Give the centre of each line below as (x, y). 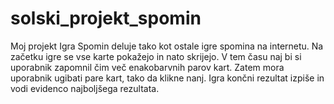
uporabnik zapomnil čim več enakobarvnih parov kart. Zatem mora (147, 67)
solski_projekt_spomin (106, 18)
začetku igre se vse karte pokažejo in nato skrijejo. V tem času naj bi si (156, 56)
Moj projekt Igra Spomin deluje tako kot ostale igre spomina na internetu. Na (167, 46)
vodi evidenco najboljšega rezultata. (85, 88)
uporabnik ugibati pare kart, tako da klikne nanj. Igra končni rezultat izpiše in (167, 78)
